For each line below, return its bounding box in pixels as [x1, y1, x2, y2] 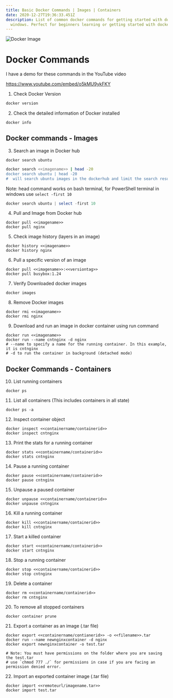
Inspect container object [13, 416, 65, 423]
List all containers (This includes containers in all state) [13, 397, 130, 403]
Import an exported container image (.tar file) [13, 673, 109, 679]
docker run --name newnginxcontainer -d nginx [6, 637, 107, 642]
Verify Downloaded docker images [13, 281, 87, 287]
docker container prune [6, 614, 57, 619]
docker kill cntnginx [6, 525, 52, 530]
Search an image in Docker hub [13, 148, 80, 154]
